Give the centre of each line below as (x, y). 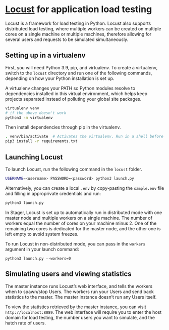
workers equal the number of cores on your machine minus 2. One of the (81, 223)
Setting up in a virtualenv (45, 55)
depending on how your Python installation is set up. (60, 78)
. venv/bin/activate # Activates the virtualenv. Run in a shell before (84, 137)
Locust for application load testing (79, 9)
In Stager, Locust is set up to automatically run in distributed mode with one (84, 212)
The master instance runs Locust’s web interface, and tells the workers (79, 286)
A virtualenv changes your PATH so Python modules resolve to (70, 88)
